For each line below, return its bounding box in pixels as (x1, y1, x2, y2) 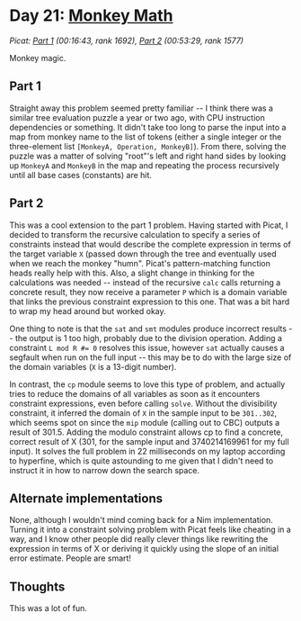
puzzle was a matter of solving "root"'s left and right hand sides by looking (9, 150, 287, 161)
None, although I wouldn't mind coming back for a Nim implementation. (9, 515, 274, 526)
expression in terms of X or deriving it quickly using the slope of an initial (9, 544, 279, 554)
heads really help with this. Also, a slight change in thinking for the (9, 267, 255, 278)
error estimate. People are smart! (9, 553, 132, 563)
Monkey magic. (9, 52, 66, 63)
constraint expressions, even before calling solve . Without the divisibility (9, 398, 278, 409)
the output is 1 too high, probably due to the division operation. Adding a (14, 332, 283, 343)
